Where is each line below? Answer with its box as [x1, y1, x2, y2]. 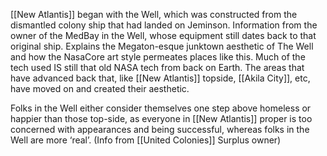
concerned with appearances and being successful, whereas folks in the [10, 124, 310, 135]
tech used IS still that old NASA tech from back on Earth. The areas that [10, 62, 305, 73]
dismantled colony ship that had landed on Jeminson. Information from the [10, 19, 318, 31]
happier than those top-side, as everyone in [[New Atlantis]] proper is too [10, 113, 313, 124]
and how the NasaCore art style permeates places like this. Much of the [10, 51, 306, 63]
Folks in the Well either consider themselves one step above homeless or [10, 102, 312, 114]
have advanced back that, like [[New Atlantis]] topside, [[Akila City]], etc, [10, 72, 311, 84]
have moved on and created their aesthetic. [10, 83, 190, 94]
